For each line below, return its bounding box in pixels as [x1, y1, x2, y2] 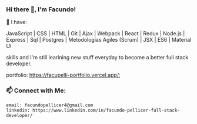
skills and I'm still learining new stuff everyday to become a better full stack [6, 54, 189, 61]
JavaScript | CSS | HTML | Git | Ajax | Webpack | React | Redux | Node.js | [6, 30, 185, 37]
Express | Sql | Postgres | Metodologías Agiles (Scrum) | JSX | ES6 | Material [6, 36, 192, 43]
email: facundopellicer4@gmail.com [6, 102, 94, 108]
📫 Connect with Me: [6, 86, 66, 95]
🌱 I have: [6, 19, 28, 26]
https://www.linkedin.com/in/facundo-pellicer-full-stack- [32, 107, 181, 113]
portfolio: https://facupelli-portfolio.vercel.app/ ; [6, 72, 121, 79]
